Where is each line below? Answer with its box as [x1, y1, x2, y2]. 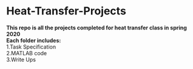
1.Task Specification [6, 43, 56, 50]
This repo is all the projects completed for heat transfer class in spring [6, 24, 187, 31]
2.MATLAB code [6, 49, 47, 56]
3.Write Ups [6, 56, 36, 63]
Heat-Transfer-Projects [6, 4, 126, 18]
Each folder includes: [6, 37, 61, 44]
